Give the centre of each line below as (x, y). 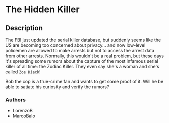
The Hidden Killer (42, 9)
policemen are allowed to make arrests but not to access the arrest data (80, 50)
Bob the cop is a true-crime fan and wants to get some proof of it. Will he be (84, 82)
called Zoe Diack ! (23, 72)
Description (24, 28)
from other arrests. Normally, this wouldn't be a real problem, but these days (84, 56)
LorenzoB (22, 111)
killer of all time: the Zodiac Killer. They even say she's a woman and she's (82, 67)
